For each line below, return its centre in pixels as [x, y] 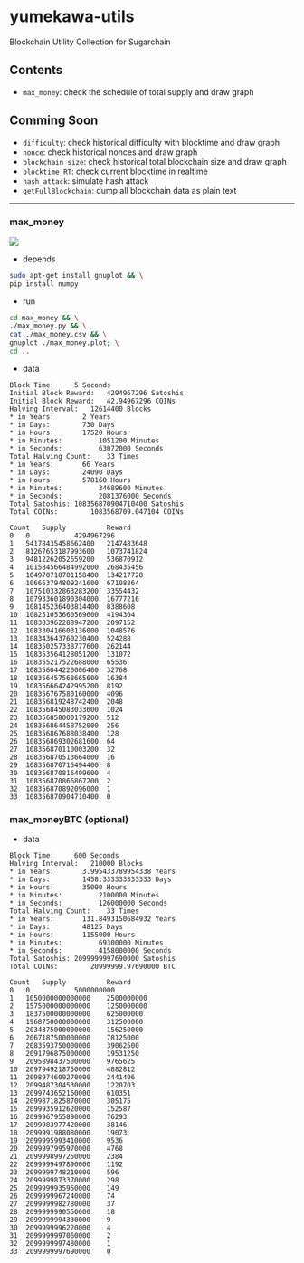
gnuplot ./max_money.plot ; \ [64, 343]
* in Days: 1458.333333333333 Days [90, 879]
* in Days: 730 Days [62, 424]
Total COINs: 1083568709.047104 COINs [96, 512]
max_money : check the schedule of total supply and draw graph [138, 91]
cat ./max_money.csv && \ [58, 335]
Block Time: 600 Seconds [64, 856]
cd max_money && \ [44, 318]
